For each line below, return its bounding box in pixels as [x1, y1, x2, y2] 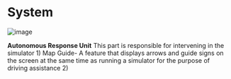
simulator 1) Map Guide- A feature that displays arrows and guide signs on [7, 49, 225, 57]
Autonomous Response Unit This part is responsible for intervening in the [7, 41, 225, 49]
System [7, 4, 54, 20]
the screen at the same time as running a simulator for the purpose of [7, 56, 210, 64]
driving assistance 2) [7, 63, 69, 72]
